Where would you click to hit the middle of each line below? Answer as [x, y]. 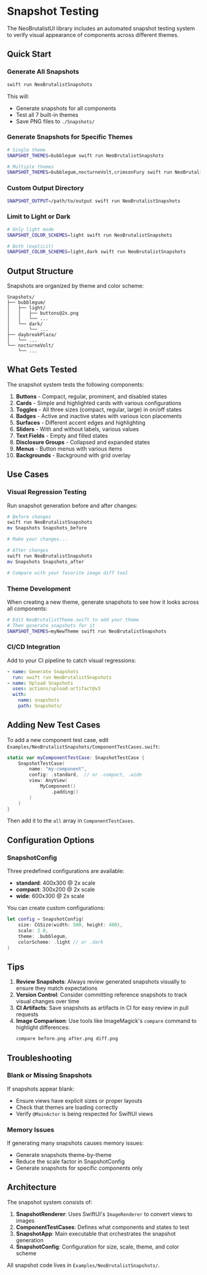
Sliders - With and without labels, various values [77, 429]
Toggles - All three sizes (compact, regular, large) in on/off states [99, 409]
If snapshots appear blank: [41, 1089]
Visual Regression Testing [47, 492]
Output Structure [40, 271]
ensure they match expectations [57, 989]
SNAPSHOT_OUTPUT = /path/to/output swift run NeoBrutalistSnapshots [94, 201]
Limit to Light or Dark [39, 216]
